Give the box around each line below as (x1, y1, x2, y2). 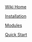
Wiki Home (5, 4, 27, 10)
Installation (5, 13, 27, 19)
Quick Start (5, 32, 27, 37)
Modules (5, 22, 22, 28)
